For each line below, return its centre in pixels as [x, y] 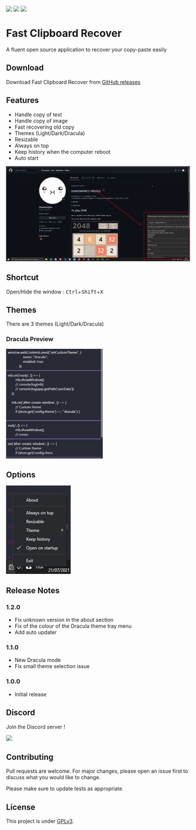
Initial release [30, 694]
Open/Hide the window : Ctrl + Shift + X [55, 292]
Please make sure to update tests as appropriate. [65, 788]
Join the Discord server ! [36, 727]
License [21, 807]
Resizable [26, 139]
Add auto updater [36, 632]
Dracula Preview [30, 339]
